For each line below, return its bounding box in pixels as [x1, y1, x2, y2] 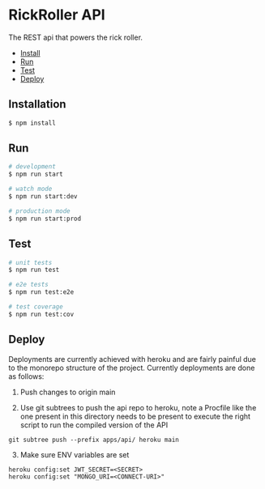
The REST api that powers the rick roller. [8, 32, 143, 42]
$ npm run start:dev [8, 193, 79, 201]
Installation [8, 97, 66, 111]
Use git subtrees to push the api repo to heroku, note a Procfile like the [19, 402, 257, 412]
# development [8, 163, 57, 171]
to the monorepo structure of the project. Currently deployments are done [8, 363, 255, 372]
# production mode [8, 206, 71, 215]
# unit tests [8, 258, 53, 266]
